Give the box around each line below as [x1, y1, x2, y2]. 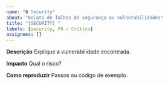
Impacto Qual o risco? [6, 60, 62, 67]
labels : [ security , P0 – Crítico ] [6, 25, 94, 32]
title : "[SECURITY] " [6, 20, 61, 26]
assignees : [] [6, 32, 42, 38]
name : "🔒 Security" [6, 8, 56, 15]
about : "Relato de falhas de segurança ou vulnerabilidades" [6, 15, 164, 21]
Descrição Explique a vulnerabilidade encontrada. [6, 48, 131, 55]
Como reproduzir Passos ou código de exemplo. [6, 72, 128, 79]
